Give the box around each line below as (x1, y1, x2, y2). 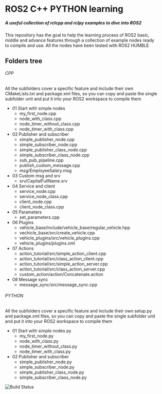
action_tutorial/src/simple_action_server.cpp (19, 261, 108, 267)
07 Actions (12, 245, 34, 251)
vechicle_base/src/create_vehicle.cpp (19, 229, 95, 235)
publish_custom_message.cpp (19, 162, 80, 168)
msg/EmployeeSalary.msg (19, 167, 72, 173)
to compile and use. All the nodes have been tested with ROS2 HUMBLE (5, 42, 149, 48)
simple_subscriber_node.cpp (19, 142, 78, 147)
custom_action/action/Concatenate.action (19, 271, 104, 277)
